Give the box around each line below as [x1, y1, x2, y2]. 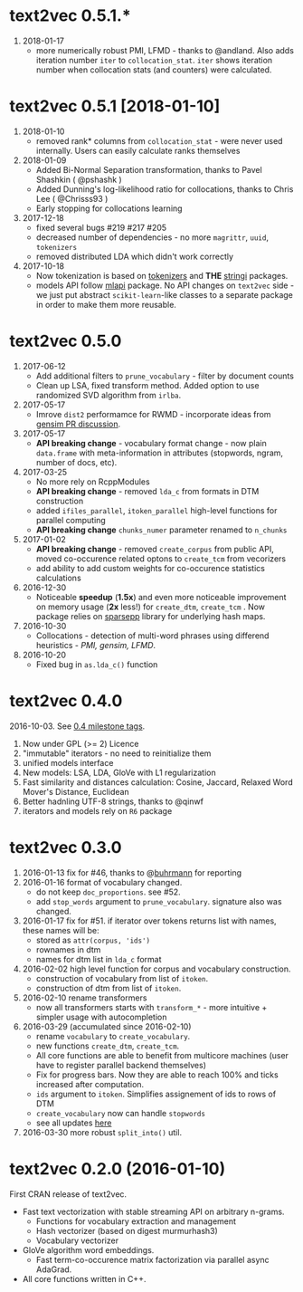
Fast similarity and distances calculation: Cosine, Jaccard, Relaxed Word [22, 776, 293, 788]
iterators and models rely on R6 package [22, 805, 173, 816]
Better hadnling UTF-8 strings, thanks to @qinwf [22, 796, 204, 807]
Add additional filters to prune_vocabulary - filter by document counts [35, 370, 294, 381]
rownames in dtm [35, 943, 101, 955]
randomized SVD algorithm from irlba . [35, 389, 182, 400]
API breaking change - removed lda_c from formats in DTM [35, 485, 260, 496]
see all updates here [35, 1117, 112, 1128]
